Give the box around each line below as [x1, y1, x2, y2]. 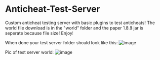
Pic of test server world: [5, 49, 54, 55]
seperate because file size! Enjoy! [5, 30, 74, 36]
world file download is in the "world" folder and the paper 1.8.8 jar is [5, 25, 144, 30]
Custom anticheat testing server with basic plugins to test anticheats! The [5, 20, 155, 26]
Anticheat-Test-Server [5, 3, 100, 15]
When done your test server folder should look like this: [5, 39, 118, 45]
